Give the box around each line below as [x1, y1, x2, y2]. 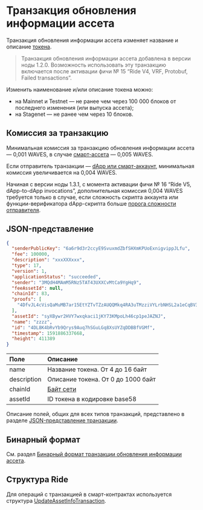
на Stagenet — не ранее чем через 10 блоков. [14, 110, 134, 118]
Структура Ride [6, 474, 68, 485]
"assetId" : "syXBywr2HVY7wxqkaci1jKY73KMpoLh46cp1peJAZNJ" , [11, 313, 166, 319]
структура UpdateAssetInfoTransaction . [6, 497, 107, 504]
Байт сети [47, 385, 77, 394]
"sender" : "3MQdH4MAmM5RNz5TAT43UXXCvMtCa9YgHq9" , [11, 280, 142, 286]
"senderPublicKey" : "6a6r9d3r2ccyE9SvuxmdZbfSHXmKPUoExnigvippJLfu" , [11, 246, 190, 252]
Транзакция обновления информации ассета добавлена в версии [21, 55, 192, 62]
